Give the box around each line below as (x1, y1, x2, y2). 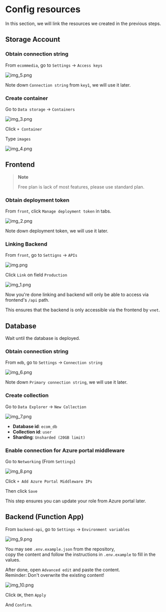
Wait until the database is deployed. (5, 335, 80, 341)
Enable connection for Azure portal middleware (5, 447, 125, 454)
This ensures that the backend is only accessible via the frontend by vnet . (5, 307, 160, 313)
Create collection (5, 392, 49, 399)
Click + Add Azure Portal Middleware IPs (5, 478, 93, 485)
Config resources (5, 4, 80, 15)
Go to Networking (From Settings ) (5, 459, 76, 465)
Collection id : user (12, 429, 52, 435)
